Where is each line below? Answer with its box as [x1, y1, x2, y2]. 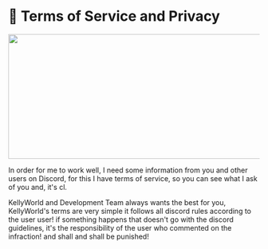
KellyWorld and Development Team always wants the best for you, [8, 197, 227, 207]
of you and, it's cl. [8, 182, 68, 192]
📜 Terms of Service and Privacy [8, 7, 221, 26]
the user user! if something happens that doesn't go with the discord [8, 215, 234, 224]
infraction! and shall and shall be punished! [8, 231, 149, 241]
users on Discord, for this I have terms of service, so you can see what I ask [8, 173, 258, 183]
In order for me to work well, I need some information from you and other [8, 165, 248, 175]
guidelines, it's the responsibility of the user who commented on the [8, 223, 232, 232]
